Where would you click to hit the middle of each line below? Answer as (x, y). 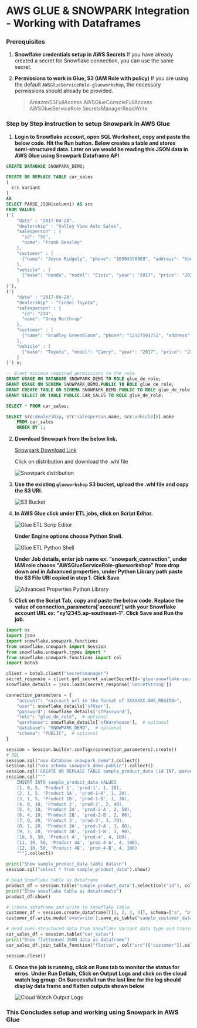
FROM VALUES (21, 209)
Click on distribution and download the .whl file (71, 462)
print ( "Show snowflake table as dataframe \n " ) (64, 891)
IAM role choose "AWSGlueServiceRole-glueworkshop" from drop (97, 565)
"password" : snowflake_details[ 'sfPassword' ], (74, 711)
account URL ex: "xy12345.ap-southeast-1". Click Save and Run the (99, 613)
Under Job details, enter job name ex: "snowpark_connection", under (101, 559)
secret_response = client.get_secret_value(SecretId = (73, 679)
